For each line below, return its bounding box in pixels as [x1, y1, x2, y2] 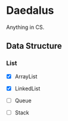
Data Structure [6, 41, 63, 51]
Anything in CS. [6, 23, 45, 31]
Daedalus [6, 4, 54, 17]
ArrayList [14, 73, 38, 80]
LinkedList [14, 85, 41, 92]
